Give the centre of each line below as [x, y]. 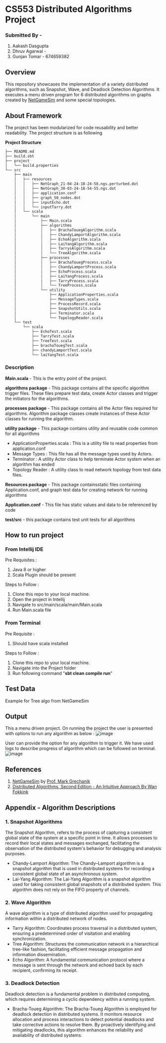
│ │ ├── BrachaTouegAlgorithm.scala [65, 230]
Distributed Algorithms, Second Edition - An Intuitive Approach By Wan [84, 787]
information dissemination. [39, 955]
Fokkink [20, 792]
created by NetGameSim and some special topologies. [61, 100]
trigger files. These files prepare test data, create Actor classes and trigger [82, 393]
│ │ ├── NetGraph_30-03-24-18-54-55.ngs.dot [65, 189]
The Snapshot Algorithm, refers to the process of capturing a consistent [79, 832]
